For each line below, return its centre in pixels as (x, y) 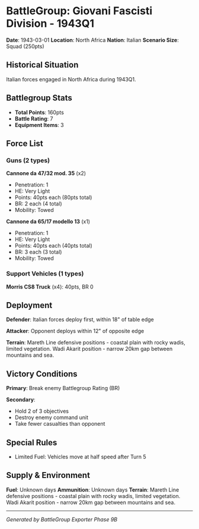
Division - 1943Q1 (50, 23)
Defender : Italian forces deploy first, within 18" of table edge (80, 319)
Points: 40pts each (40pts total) (54, 246)
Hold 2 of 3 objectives (42, 411)
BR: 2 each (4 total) (38, 204)
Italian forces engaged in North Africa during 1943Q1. (71, 79)
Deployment (29, 305)
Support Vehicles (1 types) (45, 274)
